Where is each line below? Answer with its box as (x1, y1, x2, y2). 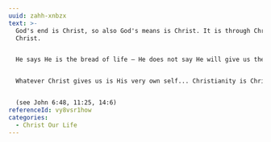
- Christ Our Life (15, 121, 78, 129)
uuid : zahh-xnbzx (8, 11, 67, 20)
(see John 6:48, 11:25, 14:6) (15, 99, 117, 107)
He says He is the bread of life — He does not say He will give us (15, 55, 251, 64)
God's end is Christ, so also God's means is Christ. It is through (15, 26, 251, 34)
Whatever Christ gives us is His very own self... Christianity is (15, 77, 248, 85)
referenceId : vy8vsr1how (8, 106, 92, 114)
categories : (8, 113, 48, 121)
